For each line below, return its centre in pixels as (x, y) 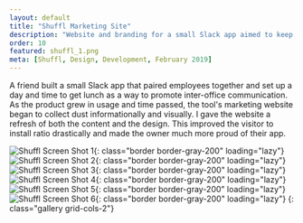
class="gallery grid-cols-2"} (62, 208)
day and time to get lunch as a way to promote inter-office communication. (148, 95)
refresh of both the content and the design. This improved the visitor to (142, 124)
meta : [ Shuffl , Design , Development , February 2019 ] (111, 60)
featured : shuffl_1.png (54, 51)
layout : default (40, 18)
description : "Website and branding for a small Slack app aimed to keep (151, 34)
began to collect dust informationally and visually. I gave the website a (140, 114)
